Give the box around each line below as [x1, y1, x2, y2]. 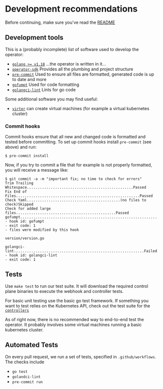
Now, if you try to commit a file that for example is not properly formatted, [5, 162, 152, 168]
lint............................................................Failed [5, 249, 158, 254]
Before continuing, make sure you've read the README [5, 19, 115, 25]
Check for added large [5, 206, 51, 211]
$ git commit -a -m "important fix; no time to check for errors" [5, 177, 142, 181]
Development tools [5, 33, 64, 42]
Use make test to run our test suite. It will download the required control [5, 283, 148, 289]
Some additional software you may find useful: [5, 96, 98, 102]
